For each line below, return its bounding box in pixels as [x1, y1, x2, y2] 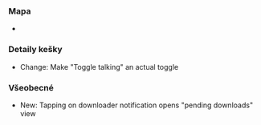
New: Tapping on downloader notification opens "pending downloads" [19, 100, 254, 110]
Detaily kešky [8, 44, 63, 55]
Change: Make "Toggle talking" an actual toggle [19, 62, 179, 71]
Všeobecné [8, 82, 55, 93]
